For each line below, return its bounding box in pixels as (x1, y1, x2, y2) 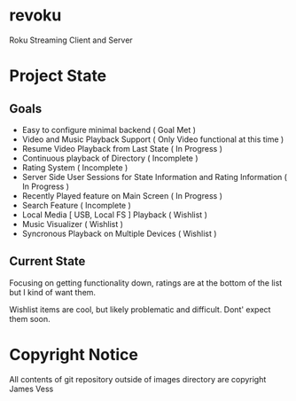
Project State (9, 66, 107, 86)
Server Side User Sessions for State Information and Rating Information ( (21, 171, 288, 182)
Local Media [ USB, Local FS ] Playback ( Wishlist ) (21, 209, 208, 220)
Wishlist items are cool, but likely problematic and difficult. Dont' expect (9, 303, 271, 315)
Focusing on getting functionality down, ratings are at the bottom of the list (9, 277, 283, 288)
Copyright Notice (9, 344, 139, 365)
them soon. (9, 313, 51, 324)
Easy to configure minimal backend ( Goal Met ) (21, 124, 197, 135)
